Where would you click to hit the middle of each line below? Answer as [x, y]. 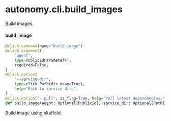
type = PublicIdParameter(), [43, 60]
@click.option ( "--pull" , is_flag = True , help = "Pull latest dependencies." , [86, 98]
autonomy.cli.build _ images [64, 9]
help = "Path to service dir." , [47, 89]
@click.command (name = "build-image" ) [44, 46]
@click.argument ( [24, 51]
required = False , [32, 65]
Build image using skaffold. [34, 113]
